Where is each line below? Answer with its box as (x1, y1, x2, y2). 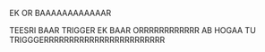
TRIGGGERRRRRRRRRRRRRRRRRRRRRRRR (9, 35, 166, 45)
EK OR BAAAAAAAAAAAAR (9, 8, 112, 18)
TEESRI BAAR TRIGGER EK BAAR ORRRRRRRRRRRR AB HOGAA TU (9, 25, 257, 35)
